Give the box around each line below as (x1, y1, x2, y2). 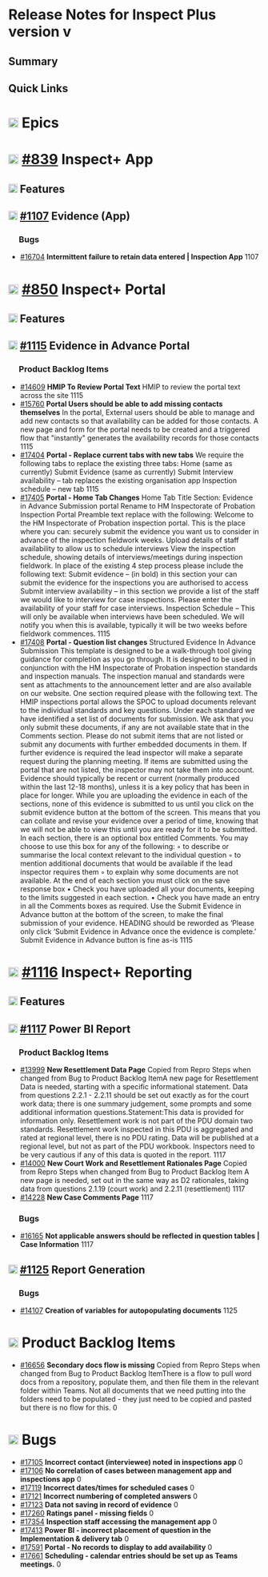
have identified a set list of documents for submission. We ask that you (19, 714, 254, 723)
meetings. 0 (19, 1559, 62, 1569)
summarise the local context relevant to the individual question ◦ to (19, 850, 242, 859)
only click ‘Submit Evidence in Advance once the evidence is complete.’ (19, 927, 257, 936)
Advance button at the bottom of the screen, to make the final (19, 909, 224, 919)
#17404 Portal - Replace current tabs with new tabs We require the (19, 450, 244, 460)
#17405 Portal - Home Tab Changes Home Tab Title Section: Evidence (19, 493, 254, 502)
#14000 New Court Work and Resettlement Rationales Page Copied (19, 1158, 248, 1168)
